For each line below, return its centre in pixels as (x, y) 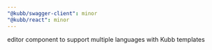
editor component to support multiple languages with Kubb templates (106, 39)
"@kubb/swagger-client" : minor (52, 13)
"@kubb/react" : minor (38, 20)
